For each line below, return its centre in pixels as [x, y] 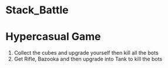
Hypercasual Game [53, 37]
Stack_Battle [37, 10]
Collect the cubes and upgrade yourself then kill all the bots [86, 53]
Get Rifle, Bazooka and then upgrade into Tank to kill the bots [88, 59]
